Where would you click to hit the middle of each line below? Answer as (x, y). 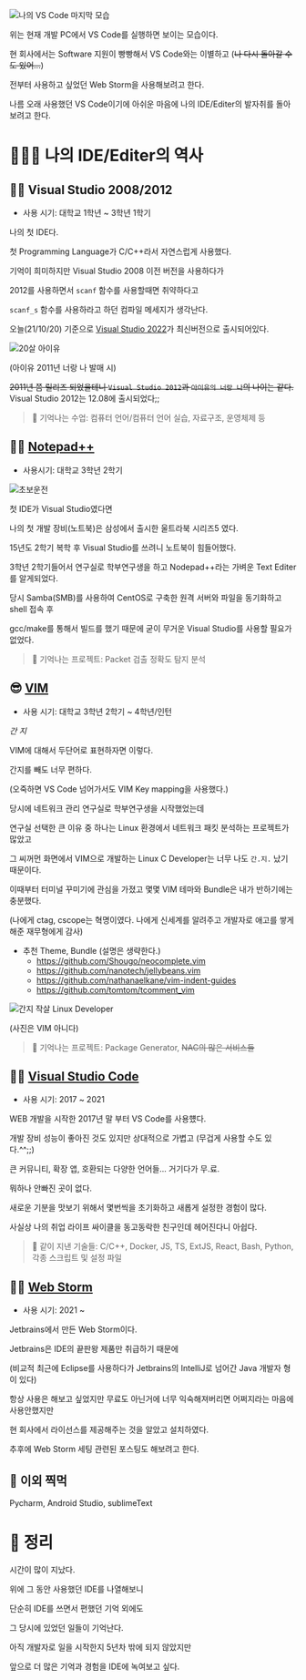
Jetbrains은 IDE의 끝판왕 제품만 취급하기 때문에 (94, 1349)
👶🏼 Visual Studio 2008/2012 (91, 190)
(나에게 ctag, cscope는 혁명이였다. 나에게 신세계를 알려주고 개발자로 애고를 (143, 919)
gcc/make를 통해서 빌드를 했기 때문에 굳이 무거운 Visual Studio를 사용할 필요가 (151, 628)
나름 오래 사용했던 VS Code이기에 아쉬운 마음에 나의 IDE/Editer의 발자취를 (142, 104)
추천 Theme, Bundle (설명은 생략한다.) (92, 950)
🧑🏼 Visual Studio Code (74, 1076)
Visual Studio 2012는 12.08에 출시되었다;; (85, 398)
